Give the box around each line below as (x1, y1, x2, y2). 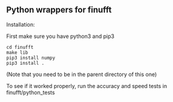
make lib (6, 49, 28, 56)
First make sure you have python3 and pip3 (6, 33, 115, 40)
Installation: (6, 21, 35, 28)
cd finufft (6, 44, 34, 50)
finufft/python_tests (6, 89, 56, 96)
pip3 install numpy (6, 54, 56, 61)
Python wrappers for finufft (6, 5, 112, 15)
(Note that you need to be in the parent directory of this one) (6, 71, 157, 78)
